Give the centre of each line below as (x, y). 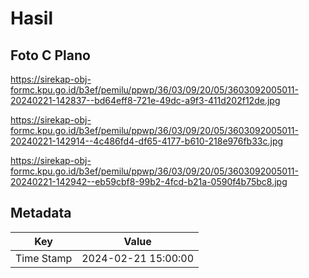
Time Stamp (44, 258)
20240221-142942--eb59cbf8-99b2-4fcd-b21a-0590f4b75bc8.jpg (149, 181)
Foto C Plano (50, 55)
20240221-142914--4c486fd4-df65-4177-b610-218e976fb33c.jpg (147, 141)
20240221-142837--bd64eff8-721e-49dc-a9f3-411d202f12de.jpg (145, 100)
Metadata (41, 213)
